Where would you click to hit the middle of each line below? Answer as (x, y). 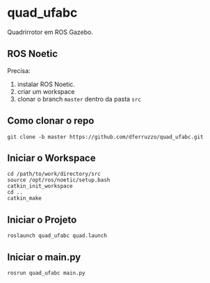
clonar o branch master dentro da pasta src (79, 99)
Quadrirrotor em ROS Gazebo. (50, 32)
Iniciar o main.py (44, 257)
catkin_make (24, 199)
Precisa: (19, 70)
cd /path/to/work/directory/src (54, 174)
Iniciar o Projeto (42, 219)
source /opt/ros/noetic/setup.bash (59, 180)
